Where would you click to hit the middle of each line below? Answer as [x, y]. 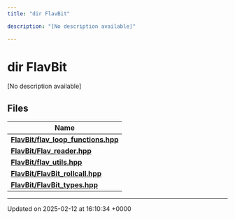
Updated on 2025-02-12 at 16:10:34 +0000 [69, 209]
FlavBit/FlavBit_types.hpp [54, 185]
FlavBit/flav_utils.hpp [47, 163]
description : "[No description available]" [72, 26]
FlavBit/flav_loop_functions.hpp [65, 140]
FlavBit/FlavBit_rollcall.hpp [56, 174]
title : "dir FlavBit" [39, 14]
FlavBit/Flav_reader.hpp [51, 151]
